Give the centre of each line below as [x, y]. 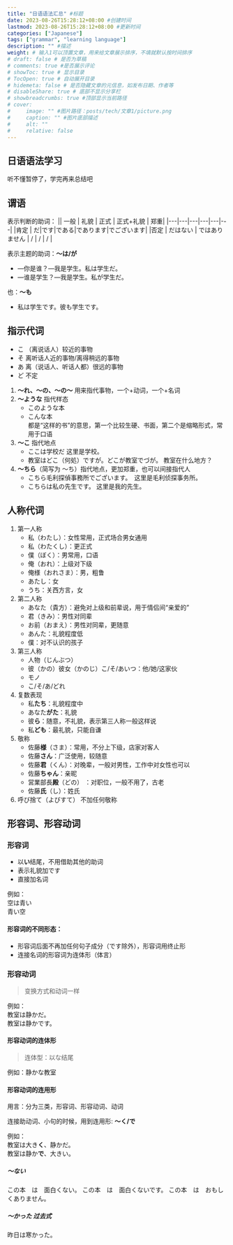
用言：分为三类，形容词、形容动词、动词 [65, 1107]
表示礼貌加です [39, 870]
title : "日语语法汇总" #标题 [45, 14]
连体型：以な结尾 [49, 1058]
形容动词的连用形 [32, 1089]
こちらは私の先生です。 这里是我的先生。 [87, 486]
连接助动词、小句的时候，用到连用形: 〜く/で [72, 1121]
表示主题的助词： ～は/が [42, 253]
